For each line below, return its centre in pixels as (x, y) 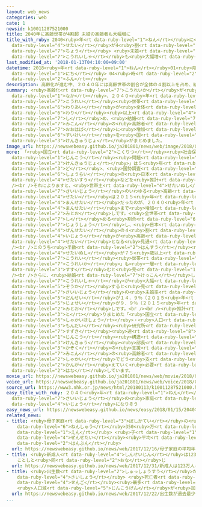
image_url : (20, 146)
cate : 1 (16, 23)
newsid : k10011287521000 (37, 29)
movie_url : (20, 376)
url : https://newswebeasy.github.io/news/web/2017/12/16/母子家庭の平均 (101, 449)
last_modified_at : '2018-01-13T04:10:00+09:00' (67, 62)
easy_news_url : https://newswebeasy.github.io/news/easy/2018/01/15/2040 (101, 410)
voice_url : (20, 382)
